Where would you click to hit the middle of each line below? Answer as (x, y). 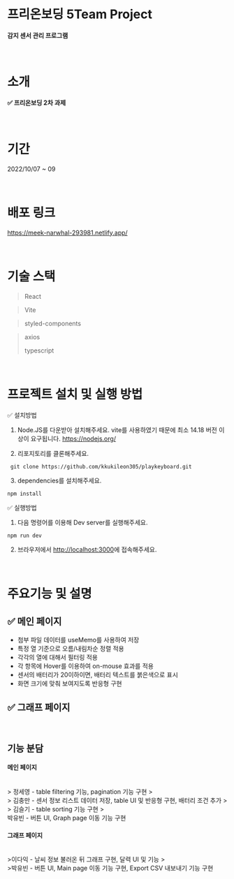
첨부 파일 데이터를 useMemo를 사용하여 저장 (78, 640)
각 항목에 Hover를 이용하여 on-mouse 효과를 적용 (85, 666)
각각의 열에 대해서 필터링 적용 (57, 657)
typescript (39, 350)
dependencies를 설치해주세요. (59, 480)
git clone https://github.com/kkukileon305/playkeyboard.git (101, 466)
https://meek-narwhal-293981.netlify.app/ (67, 232)
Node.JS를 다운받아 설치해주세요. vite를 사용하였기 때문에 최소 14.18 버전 (117, 429)
